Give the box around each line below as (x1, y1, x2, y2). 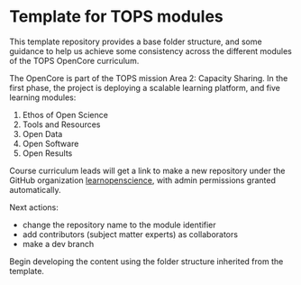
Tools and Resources (22, 119, 101, 130)
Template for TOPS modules (9, 6, 223, 27)
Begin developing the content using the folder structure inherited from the (9, 255, 284, 267)
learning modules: (9, 92, 77, 103)
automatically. (9, 184, 61, 195)
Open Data (22, 128, 63, 139)
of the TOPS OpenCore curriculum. (9, 55, 140, 66)
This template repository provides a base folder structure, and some (9, 36, 263, 47)
